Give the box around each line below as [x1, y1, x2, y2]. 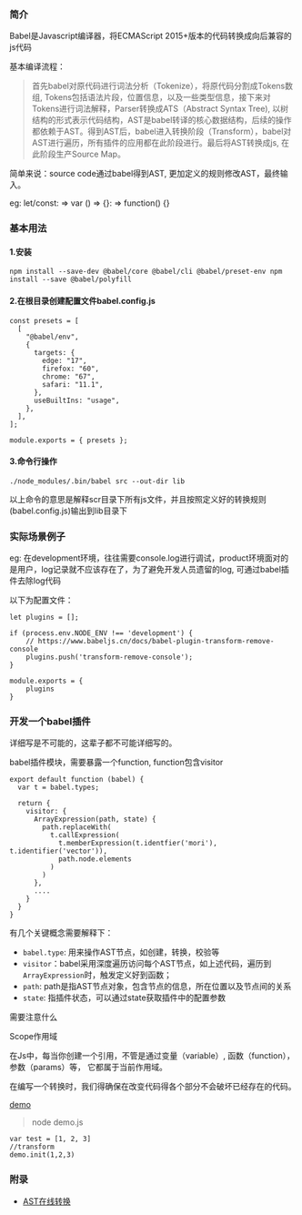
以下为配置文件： [9, 594, 74, 606]
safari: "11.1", [42, 380, 104, 389]
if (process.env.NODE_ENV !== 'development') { [9, 629, 194, 638]
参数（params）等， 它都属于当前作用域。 [9, 1062, 168, 1073]
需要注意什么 [9, 1012, 57, 1023]
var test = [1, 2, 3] [9, 1135, 92, 1144]
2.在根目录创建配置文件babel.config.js [9, 296, 156, 307]
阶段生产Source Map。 [39, 148, 126, 160]
